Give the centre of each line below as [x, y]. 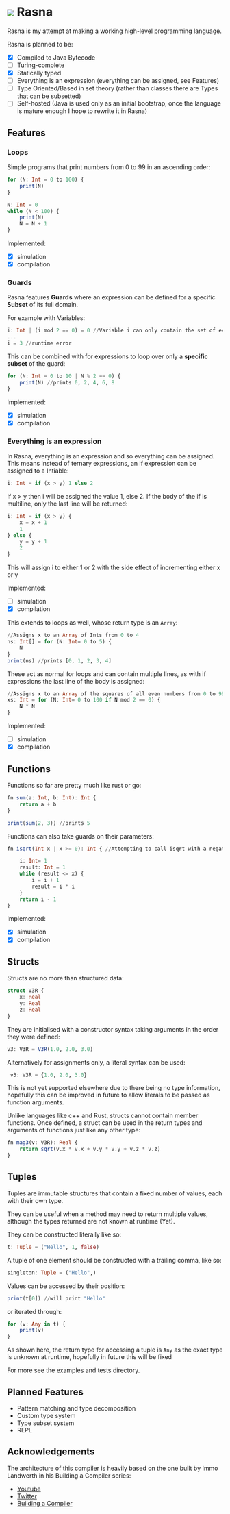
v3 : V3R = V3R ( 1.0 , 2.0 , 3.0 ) [50, 1049]
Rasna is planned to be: [40, 44]
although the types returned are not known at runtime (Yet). [91, 1221]
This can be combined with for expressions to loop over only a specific [107, 356]
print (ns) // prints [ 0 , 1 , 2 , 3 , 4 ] [59, 661]
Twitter [27, 1496]
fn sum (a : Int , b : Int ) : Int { [52, 798]
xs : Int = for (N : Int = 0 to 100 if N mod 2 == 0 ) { [84, 700]
